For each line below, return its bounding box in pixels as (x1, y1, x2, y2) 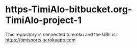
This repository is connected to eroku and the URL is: (5, 31, 117, 37)
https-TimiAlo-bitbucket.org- (5, 4, 132, 15)
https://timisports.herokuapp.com (5, 37, 76, 43)
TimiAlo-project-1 (5, 14, 82, 26)
